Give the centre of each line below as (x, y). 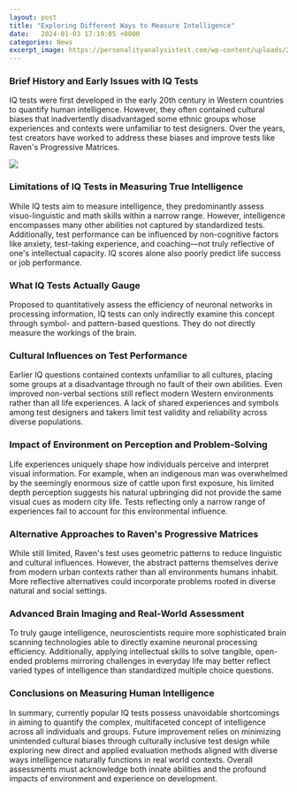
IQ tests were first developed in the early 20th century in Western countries (147, 100)
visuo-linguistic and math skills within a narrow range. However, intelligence (147, 215)
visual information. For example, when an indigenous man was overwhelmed (148, 473)
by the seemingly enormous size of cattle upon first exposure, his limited (141, 483)
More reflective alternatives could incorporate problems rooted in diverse (143, 581)
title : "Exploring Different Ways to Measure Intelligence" (122, 26)
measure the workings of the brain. (73, 333)
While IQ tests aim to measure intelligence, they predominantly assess (137, 206)
